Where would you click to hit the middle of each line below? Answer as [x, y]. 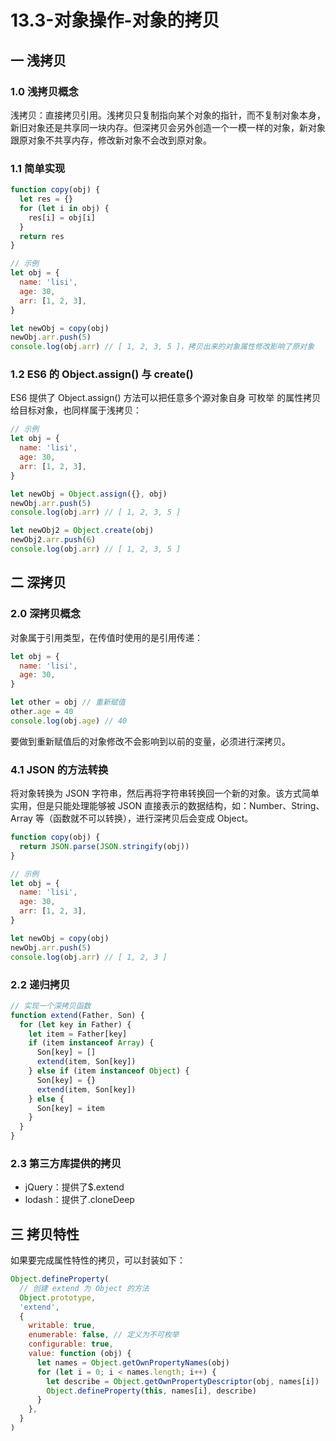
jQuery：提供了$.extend [74, 1187]
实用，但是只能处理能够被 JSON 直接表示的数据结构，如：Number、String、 [167, 806]
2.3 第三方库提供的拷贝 [66, 1163]
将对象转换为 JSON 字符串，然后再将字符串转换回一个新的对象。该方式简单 [165, 793]
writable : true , [62, 1326]
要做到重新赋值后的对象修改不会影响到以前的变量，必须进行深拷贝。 [150, 741]
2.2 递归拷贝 [40, 984]
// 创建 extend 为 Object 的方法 [84, 1288]
